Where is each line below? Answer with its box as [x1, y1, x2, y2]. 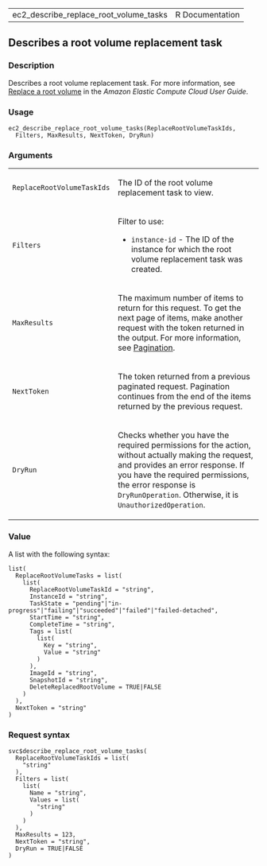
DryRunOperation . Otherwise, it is [118, 489, 239, 500]
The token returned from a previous [118, 371, 250, 383]
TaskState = [29, 600, 69, 608]
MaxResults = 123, [15, 830, 77, 838]
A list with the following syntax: [8, 549, 110, 559]
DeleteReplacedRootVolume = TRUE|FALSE [29, 683, 161, 691]
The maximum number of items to [118, 293, 244, 304]
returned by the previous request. [118, 401, 243, 412]
